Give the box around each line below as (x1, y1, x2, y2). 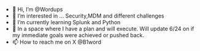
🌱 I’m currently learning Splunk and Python (12, 19, 121, 25)
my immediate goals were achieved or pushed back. (12, 32, 145, 39)
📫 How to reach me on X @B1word (12, 38, 101, 46)
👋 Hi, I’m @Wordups (12, 6, 63, 13)
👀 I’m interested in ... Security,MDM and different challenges (12, 12, 164, 19)
